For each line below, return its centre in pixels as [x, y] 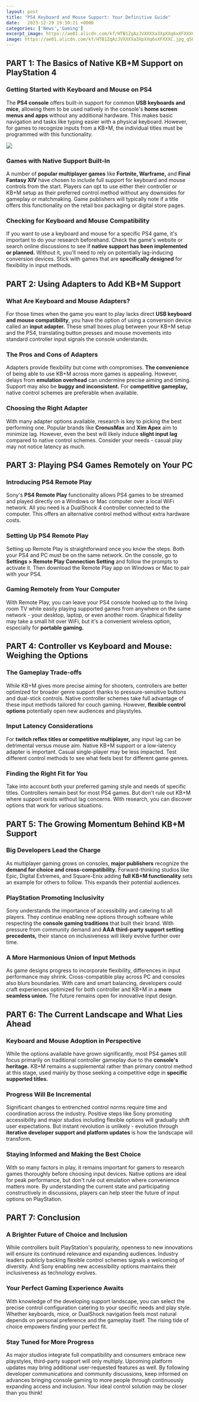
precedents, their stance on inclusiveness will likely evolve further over [93, 936]
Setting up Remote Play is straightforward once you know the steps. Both [95, 548]
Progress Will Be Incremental [49, 1094]
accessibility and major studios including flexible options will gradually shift [98, 1120]
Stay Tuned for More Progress [50, 1342]
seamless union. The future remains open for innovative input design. [92, 996]
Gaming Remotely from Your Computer [63, 589]
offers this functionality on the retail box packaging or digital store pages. [96, 205]
